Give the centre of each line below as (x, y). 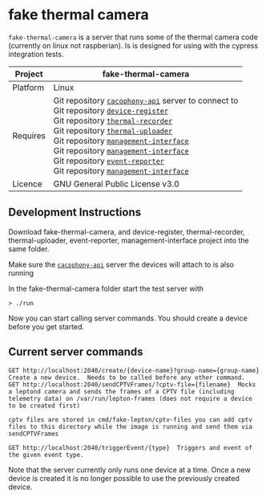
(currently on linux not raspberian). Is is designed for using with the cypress (133, 45)
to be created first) (44, 406)
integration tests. (36, 54)
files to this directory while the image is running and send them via (130, 427)
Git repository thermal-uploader (113, 130)
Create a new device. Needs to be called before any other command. (127, 378)
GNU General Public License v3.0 (117, 184)
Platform (28, 88)
